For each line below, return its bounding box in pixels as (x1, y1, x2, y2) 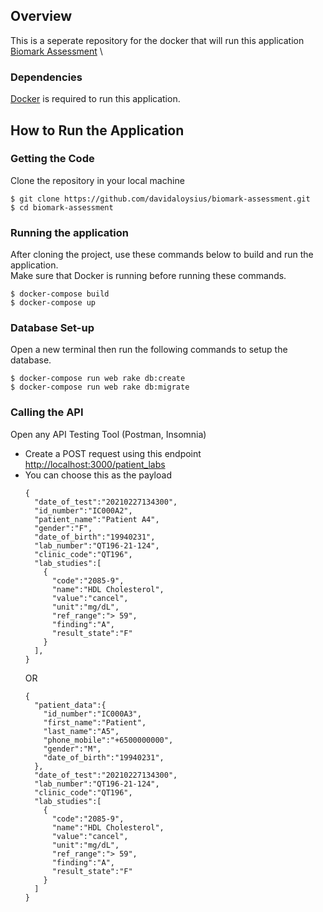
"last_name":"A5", (43, 726, 120, 736)
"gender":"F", (34, 523, 93, 533)
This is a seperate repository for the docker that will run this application (10, 34, 305, 46)
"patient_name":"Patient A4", (34, 514, 160, 524)
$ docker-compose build (10, 289, 110, 299)
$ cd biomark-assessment (10, 202, 114, 213)
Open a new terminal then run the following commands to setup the (10, 344, 288, 356)
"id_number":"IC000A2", (34, 505, 133, 516)
